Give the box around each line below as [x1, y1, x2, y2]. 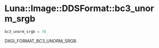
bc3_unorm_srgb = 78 [4, 29, 47, 34]
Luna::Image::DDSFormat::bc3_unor [4, 3, 154, 14]
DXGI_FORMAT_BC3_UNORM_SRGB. [4, 38, 78, 44]
